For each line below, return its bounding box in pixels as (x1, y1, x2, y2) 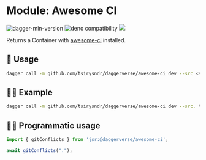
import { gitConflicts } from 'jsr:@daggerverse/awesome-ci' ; (6, 137, 169, 143)
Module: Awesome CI (6, 4, 117, 18)
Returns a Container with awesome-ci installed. (6, 36, 126, 43)
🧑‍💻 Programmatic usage (6, 120, 101, 131)
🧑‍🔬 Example (6, 87, 53, 98)
